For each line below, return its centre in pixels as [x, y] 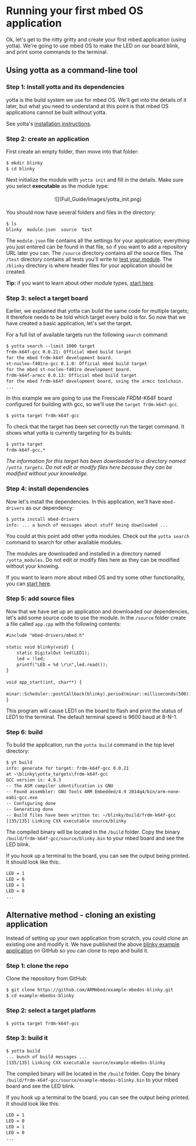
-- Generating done [30, 810]
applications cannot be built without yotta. [57, 112]
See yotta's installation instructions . [49, 124]
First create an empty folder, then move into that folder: [72, 151]
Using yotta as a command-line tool [72, 71]
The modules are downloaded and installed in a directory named [83, 553]
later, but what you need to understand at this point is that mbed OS [87, 106]
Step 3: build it [27, 1038]
